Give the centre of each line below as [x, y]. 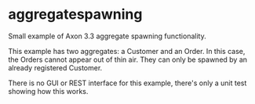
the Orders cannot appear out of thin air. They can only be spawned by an [128, 59]
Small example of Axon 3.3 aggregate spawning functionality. [107, 36]
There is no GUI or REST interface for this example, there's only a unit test [127, 83]
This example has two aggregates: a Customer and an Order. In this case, [127, 51]
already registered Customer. [55, 67]
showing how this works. [48, 91]
